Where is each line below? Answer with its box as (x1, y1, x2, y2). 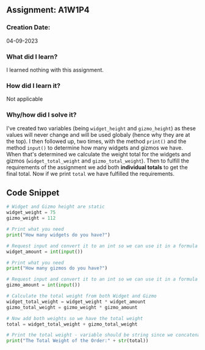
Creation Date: (6, 23, 51, 32)
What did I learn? (6, 52, 58, 60)
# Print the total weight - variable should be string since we (6, 332, 173, 338)
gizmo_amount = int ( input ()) (6, 282, 81, 288)
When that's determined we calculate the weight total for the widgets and (6, 150, 191, 158)
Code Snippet (6, 188, 60, 198)
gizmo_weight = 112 (6, 215, 56, 222)
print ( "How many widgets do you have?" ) (6, 232, 111, 238)
